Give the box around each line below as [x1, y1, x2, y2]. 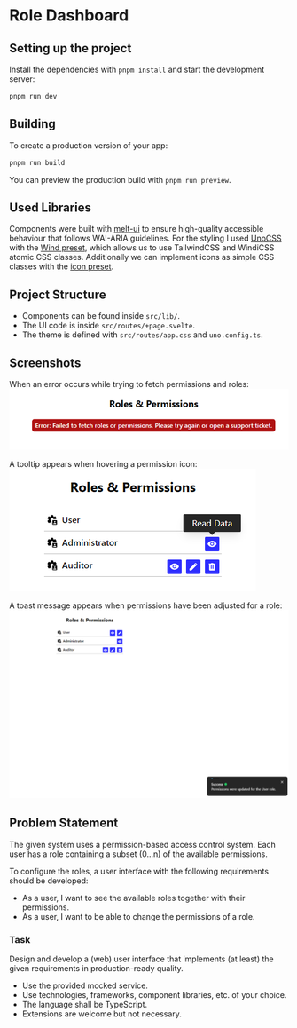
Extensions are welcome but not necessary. [21, 1008, 182, 1019]
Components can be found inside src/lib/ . [21, 311, 180, 321]
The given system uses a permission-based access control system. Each [9, 839, 277, 850]
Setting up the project [9, 41, 132, 56]
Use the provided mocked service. [21, 980, 149, 991]
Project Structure [9, 287, 106, 302]
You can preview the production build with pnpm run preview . [9, 174, 232, 185]
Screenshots [9, 355, 82, 370]
